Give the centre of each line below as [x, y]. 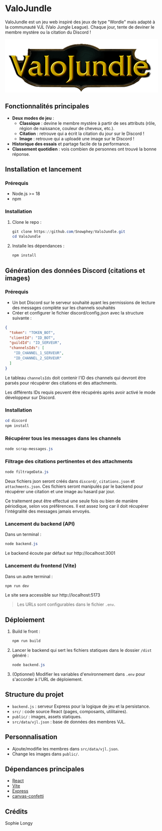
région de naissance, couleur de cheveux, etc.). [67, 128]
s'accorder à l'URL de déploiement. [47, 679]
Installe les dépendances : [38, 246]
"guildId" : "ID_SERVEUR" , [36, 343]
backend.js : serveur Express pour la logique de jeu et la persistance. [81, 706]
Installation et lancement [43, 169]
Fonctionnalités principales [47, 107]
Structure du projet [34, 695]
